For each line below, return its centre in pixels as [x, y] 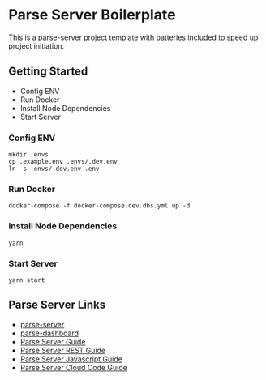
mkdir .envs [28, 155]
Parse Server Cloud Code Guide [73, 367]
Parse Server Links [57, 305]
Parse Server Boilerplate [92, 15]
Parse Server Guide [53, 341]
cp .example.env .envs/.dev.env [63, 162]
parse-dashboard [49, 333]
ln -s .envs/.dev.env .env [54, 169]
